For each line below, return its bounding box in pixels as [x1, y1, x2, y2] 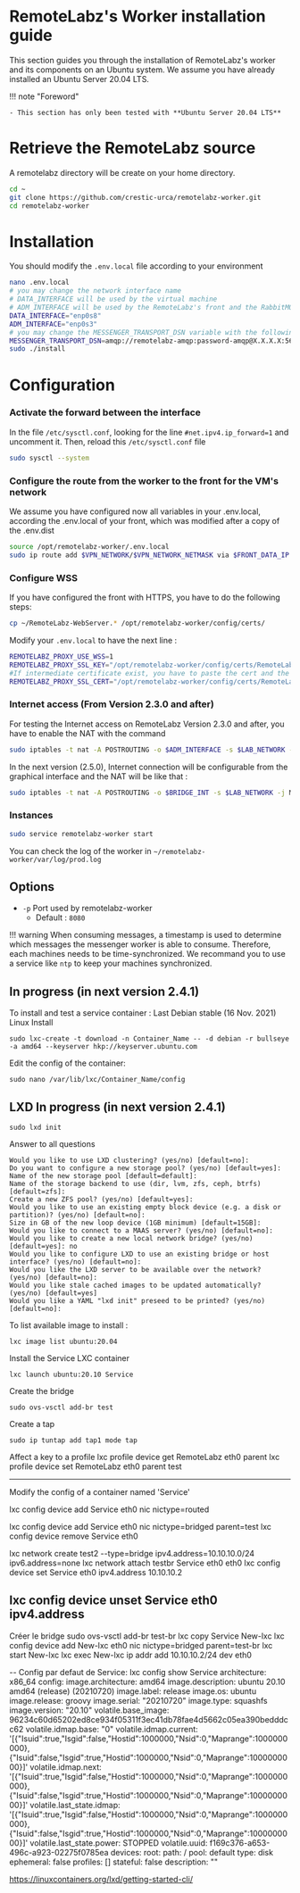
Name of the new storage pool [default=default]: [9, 1172, 198, 1181]
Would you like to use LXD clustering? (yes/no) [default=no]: [9, 1156, 250, 1166]
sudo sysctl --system [9, 453, 90, 462]
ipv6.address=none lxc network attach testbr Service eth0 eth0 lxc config [9, 1557, 281, 1568]
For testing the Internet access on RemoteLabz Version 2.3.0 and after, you [9, 718, 285, 729]
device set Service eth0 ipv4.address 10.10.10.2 [9, 1567, 183, 1578]
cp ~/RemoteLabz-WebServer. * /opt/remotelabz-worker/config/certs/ [9, 619, 266, 628]
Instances [9, 810, 54, 822]
